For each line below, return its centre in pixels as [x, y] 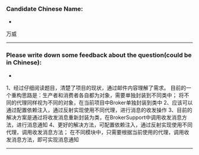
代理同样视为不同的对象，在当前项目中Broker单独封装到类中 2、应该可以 [105, 102]
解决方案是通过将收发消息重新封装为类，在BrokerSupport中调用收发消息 [94, 117]
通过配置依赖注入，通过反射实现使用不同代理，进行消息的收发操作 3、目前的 [99, 110]
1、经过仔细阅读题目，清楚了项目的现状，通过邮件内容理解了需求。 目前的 [96, 88]
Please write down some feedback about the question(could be [99, 55]
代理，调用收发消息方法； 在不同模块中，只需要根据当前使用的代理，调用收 [98, 132]
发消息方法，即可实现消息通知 [42, 139]
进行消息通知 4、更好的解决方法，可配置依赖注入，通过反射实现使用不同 [104, 125]
